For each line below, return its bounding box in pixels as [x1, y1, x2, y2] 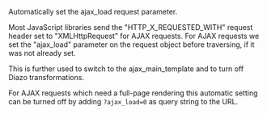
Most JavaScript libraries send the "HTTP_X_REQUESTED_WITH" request [8, 23, 253, 32]
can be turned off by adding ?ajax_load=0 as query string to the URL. [8, 97, 239, 106]
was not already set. [8, 49, 76, 57]
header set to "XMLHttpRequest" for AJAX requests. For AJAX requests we [8, 32, 260, 40]
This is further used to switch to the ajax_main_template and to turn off [8, 64, 244, 74]
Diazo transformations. [8, 73, 85, 82]
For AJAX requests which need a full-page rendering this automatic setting [8, 88, 258, 98]
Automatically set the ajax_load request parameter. [8, 7, 178, 16]
